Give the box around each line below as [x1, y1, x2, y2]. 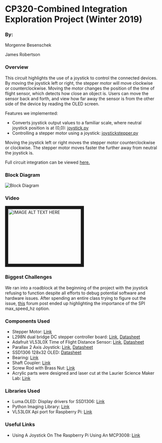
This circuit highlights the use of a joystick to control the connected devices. [5, 75, 158, 81]
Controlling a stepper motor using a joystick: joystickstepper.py [12, 130, 139, 136]
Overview [5, 64, 29, 71]
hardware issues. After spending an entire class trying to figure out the [5, 295, 146, 301]
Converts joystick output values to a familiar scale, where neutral [12, 119, 142, 125]
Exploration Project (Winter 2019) [5, 14, 143, 25]
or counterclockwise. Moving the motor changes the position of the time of [5, 85, 155, 91]
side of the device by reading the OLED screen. [5, 101, 99, 107]
